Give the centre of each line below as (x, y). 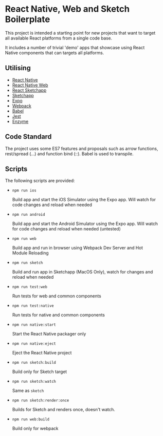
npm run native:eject (34, 344)
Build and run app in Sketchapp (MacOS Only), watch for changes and (82, 272)
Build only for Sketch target (39, 372)
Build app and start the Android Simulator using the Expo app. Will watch (85, 224)
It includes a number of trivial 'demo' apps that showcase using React (75, 47)
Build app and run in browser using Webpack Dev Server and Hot (77, 248)
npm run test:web (30, 287)
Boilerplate (27, 19)
